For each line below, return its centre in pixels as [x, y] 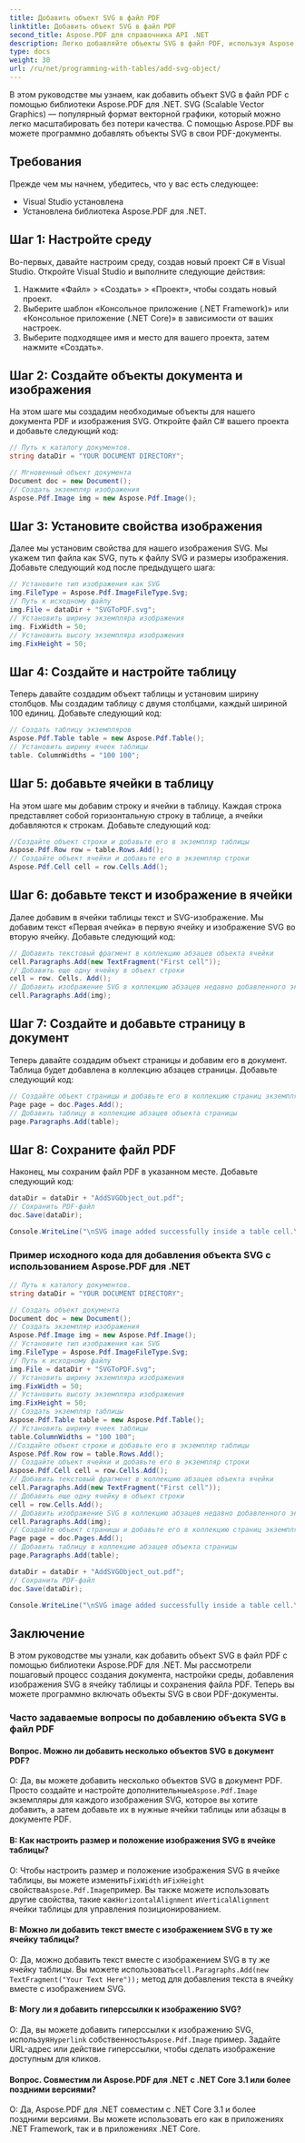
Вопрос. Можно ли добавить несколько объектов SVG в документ [142, 1751]
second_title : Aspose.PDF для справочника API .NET [109, 35]
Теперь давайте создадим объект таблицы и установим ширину [134, 694]
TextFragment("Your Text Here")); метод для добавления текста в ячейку [152, 1979]
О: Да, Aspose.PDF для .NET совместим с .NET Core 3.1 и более [133, 2109]
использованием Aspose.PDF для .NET [100, 1266]
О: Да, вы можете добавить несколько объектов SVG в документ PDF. [146, 1781]
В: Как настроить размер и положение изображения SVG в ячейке [143, 1841]
